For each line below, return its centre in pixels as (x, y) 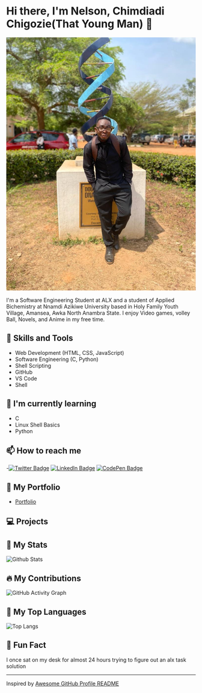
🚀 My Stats (27, 544)
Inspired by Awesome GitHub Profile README (63, 683)
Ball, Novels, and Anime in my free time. (56, 319)
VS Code (26, 378)
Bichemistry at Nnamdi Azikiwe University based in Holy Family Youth (92, 306)
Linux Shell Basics (37, 425)
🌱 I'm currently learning (51, 404)
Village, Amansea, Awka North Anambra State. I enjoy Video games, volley (98, 313)
